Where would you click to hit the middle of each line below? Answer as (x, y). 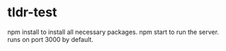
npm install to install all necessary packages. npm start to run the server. (113, 32)
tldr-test (32, 12)
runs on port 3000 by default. (50, 39)
